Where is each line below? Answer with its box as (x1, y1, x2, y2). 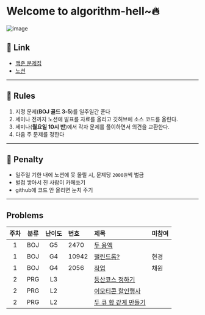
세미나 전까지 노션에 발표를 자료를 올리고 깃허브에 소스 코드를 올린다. (15, 115, 178, 122)
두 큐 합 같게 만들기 (93, 299, 146, 307)
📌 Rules (6, 91, 35, 101)
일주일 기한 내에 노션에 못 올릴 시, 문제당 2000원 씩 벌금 (15, 171, 145, 179)
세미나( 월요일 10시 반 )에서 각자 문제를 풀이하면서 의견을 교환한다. (15, 123, 170, 130)
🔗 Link (6, 43, 31, 53)
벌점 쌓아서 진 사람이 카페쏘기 (15, 179, 85, 186)
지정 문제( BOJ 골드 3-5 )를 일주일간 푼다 (15, 108, 111, 115)
